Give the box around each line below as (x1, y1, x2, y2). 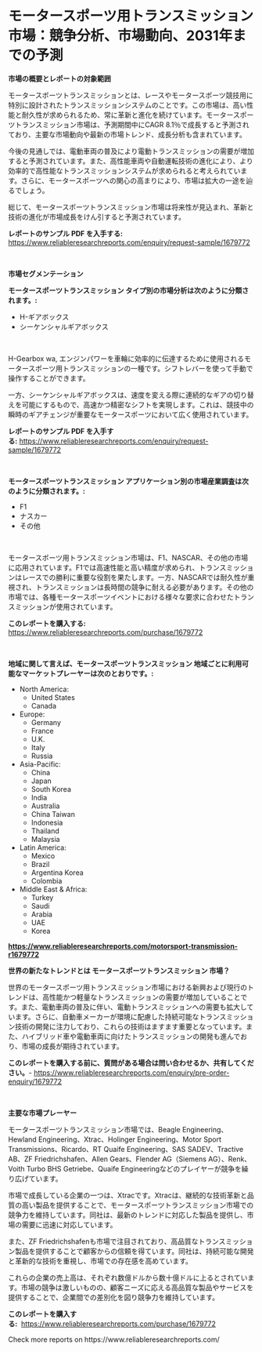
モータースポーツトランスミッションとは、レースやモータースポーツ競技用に (8, 90, 254, 100)
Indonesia (31, 818, 63, 827)
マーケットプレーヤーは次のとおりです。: (21, 669, 154, 678)
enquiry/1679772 (8, 1077, 63, 1086)
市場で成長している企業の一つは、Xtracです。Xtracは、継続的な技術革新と (8, 1190, 248, 1200)
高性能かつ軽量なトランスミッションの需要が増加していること (41, 992, 241, 1001)
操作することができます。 (8, 374, 90, 383)
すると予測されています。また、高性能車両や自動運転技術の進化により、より (8, 156, 254, 166)
